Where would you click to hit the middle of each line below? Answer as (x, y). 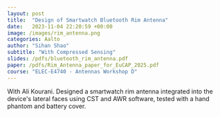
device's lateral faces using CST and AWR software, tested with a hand (108, 98)
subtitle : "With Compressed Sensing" (62, 53)
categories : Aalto (34, 39)
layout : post (26, 13)
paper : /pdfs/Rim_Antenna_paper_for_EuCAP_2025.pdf (83, 65)
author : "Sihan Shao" (38, 46)
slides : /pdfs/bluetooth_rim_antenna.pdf (68, 59)
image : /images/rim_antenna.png (54, 33)
